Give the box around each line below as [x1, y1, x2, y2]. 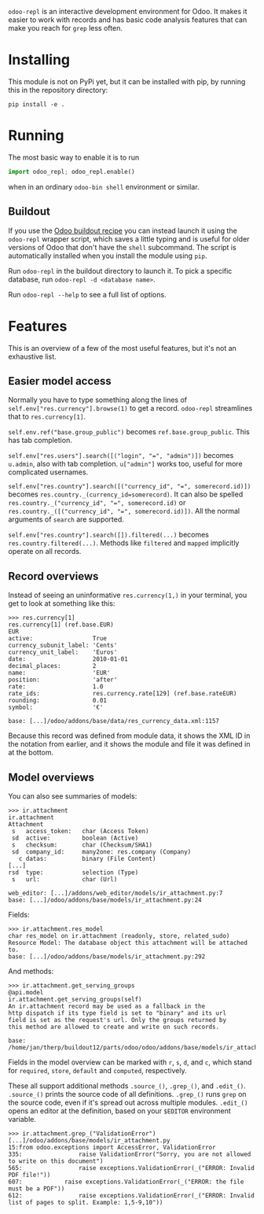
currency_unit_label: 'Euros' [8, 648, 118, 656]
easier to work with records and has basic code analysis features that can [8, 15, 247, 24]
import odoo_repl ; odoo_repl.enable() [8, 168, 135, 175]
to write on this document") [8, 1157, 104, 1165]
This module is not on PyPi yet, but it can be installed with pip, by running [8, 76, 246, 86]
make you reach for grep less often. [8, 24, 123, 32]
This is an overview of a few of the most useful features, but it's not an [8, 343, 237, 352]
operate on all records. [8, 547, 82, 556]
